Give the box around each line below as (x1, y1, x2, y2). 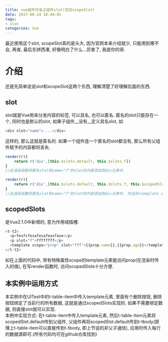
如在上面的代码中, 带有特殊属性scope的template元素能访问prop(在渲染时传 (5, 257, 159, 263)
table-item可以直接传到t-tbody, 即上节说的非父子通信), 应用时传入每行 (17, 324, 161, 330)
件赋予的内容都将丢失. (5, 144, 51, 150)
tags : (5, 16, 16, 21)
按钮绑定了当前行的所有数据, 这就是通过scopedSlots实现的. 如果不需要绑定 (5, 299, 158, 305)
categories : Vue (5, 26, 39, 31)
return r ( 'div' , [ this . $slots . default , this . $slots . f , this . (14, 182, 142, 187)
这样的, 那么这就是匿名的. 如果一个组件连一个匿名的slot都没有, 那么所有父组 (5, 138, 160, 144)
